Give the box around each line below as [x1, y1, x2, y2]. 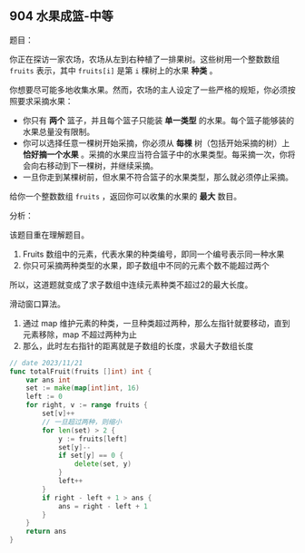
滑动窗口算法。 [9, 298, 65, 309]
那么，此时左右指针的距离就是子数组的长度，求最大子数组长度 [22, 340, 254, 351]
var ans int [25, 375, 71, 384]
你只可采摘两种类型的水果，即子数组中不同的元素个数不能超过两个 [22, 259, 270, 270]
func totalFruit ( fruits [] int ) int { [9, 366, 152, 376]
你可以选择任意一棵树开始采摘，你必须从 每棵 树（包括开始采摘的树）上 [22, 137, 290, 148]
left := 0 [25, 393, 64, 402]
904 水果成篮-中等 [9, 8, 113, 24]
